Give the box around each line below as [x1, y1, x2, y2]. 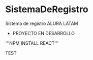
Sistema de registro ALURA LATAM [5, 20, 78, 26]
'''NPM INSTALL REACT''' [5, 40, 59, 46]
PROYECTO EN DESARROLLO [12, 30, 75, 36]
